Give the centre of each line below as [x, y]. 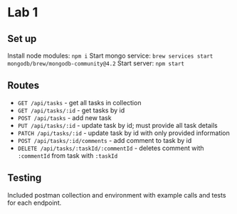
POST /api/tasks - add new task [64, 117]
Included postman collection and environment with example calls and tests [117, 195]
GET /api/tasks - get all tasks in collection [79, 102]
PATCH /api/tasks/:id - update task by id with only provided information [123, 133]
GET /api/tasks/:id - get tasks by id [71, 110]
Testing [25, 178]
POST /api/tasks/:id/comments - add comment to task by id [105, 140]
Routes [23, 86]
